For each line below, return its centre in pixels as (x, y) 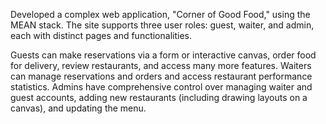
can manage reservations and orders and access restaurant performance (161, 76)
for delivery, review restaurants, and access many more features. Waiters (161, 65)
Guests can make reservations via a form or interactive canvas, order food (163, 55)
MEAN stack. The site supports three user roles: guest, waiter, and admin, (162, 25)
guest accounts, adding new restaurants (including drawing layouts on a (159, 97)
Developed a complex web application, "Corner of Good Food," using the (160, 14)
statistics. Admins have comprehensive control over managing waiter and (161, 87)
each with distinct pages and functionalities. (101, 35)
